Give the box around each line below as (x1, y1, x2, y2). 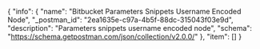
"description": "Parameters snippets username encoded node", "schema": (7, 24, 253, 32)
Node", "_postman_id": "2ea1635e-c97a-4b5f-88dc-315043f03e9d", (7, 15, 234, 24)
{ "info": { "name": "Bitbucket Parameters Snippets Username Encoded (7, 7, 242, 16)
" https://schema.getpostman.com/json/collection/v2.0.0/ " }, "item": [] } (7, 32, 242, 41)
